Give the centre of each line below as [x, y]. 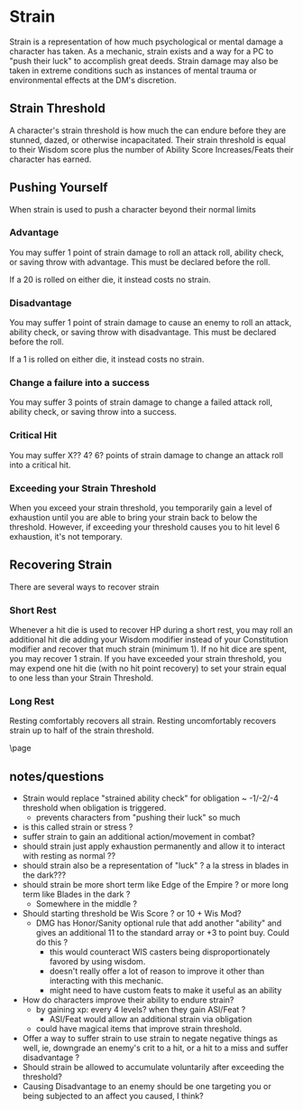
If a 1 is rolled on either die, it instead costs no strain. [107, 360]
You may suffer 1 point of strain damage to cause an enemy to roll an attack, [151, 323]
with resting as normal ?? [69, 856]
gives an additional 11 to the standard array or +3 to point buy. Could [163, 933]
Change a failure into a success [80, 383]
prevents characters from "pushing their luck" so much [138, 818]
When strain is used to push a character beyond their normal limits [133, 209]
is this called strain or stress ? [78, 827]
